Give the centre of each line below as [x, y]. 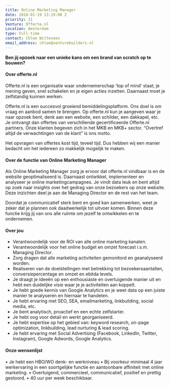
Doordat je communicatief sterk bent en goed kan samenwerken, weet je [81, 203]
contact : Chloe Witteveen [32, 39]
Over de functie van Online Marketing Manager [56, 160]
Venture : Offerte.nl [27, 24]
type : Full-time [22, 33]
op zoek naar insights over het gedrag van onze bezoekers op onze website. [85, 188]
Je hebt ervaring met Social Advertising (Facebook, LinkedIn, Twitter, [85, 333]
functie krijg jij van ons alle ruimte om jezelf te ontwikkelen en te [72, 214]
